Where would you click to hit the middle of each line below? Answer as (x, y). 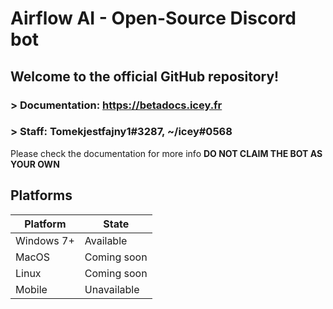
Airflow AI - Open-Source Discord (153, 18)
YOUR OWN (35, 164)
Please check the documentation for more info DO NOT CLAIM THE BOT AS (166, 153)
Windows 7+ (45, 240)
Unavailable (112, 289)
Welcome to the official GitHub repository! (145, 76)
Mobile (31, 289)
